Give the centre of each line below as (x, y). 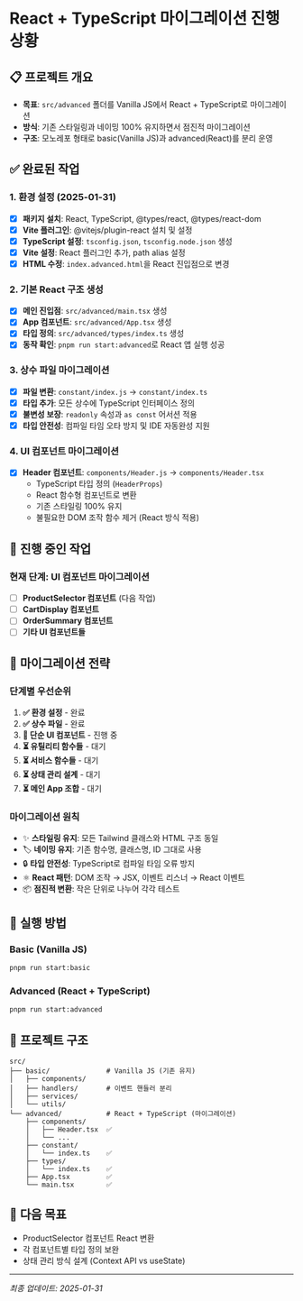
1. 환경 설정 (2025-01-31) (63, 197)
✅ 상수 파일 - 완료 (54, 724)
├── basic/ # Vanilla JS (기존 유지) (103, 1071)
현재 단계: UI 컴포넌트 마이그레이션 (80, 576)
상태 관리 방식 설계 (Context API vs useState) (104, 1260)
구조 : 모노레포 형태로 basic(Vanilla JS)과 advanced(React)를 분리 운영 (147, 138)
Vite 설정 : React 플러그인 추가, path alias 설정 (104, 252)
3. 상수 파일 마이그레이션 (60, 371)
